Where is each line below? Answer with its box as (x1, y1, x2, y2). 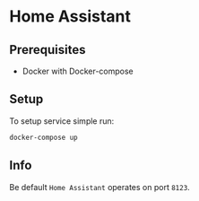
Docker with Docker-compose (22, 66, 134, 76)
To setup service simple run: (9, 115, 115, 127)
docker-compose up (9, 133, 78, 142)
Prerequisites (9, 42, 86, 57)
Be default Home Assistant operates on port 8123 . (9, 181, 190, 192)
